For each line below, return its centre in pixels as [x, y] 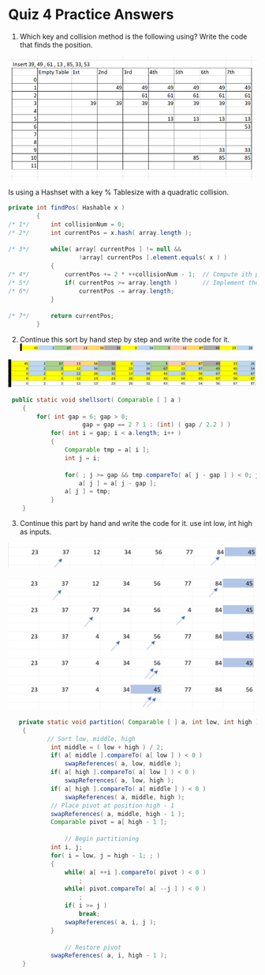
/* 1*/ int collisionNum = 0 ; [67, 224]
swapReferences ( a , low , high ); [119, 780]
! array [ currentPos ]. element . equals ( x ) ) [153, 258]
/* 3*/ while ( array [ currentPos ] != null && [95, 249]
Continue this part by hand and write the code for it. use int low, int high [136, 523]
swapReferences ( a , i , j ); [110, 922]
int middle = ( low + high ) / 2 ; [107, 747]
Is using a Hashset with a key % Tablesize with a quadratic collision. [119, 192]
